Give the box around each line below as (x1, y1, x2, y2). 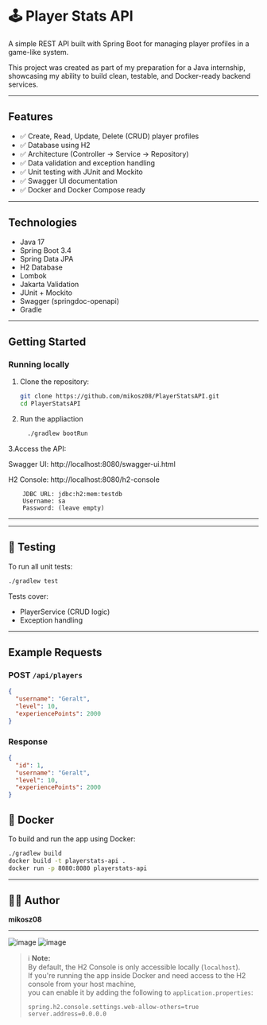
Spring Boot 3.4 (19, 245, 72, 255)
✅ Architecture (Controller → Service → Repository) (19, 149, 189, 158)
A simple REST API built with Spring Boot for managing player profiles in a (8, 38, 250, 49)
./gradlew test (8, 577, 59, 585)
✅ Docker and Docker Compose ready (19, 184, 145, 194)
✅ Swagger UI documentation (19, 176, 118, 185)
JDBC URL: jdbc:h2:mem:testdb (22, 490, 123, 498)
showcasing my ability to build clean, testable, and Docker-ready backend (8, 71, 251, 80)
